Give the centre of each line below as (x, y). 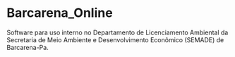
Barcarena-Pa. (28, 47)
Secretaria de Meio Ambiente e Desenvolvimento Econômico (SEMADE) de (115, 39)
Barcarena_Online (60, 13)
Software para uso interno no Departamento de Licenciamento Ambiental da (117, 32)
